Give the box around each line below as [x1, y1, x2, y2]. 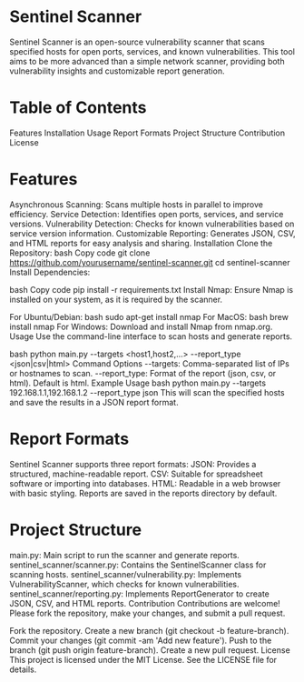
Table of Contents [9, 97, 147, 118]
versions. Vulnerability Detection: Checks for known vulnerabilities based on [9, 218, 295, 229]
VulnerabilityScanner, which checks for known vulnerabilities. [9, 578, 240, 589]
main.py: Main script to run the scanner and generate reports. [9, 549, 240, 560]
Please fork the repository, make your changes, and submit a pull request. [9, 607, 286, 618]
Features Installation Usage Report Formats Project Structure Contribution [9, 127, 286, 138]
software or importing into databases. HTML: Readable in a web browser [9, 477, 281, 488]
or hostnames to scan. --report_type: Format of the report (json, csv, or [9, 367, 277, 378]
